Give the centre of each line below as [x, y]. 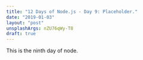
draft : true [21, 34]
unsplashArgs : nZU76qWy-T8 [40, 28]
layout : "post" [25, 23]
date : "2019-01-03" [31, 17]
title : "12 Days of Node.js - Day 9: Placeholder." [72, 12]
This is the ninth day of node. [42, 50]
